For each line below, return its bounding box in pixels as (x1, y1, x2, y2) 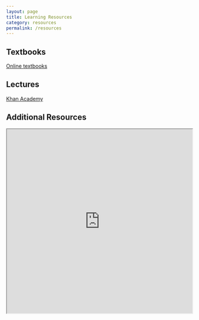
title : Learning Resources (6, 14, 72, 20)
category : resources (6, 19, 57, 25)
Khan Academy (6, 95, 44, 102)
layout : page (6, 8, 38, 15)
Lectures (6, 80, 39, 90)
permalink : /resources (6, 25, 62, 31)
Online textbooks (6, 62, 48, 70)
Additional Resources (6, 113, 87, 123)
